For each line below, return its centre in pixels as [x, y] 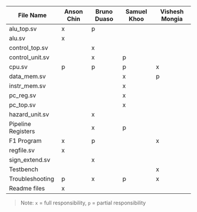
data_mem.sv [28, 76]
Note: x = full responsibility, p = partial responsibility [83, 203]
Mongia [172, 19]
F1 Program [26, 141]
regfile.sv [22, 150]
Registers [22, 131]
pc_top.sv [23, 105]
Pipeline [20, 124]
